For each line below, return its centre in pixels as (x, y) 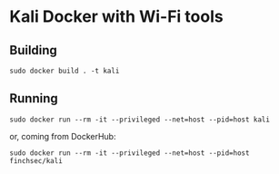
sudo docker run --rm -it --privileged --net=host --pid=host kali (140, 120)
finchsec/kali (36, 160)
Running (34, 98)
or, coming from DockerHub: (63, 136)
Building (33, 50)
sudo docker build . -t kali (65, 71)
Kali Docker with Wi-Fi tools (117, 17)
